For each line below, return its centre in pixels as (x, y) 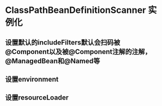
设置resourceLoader (37, 98)
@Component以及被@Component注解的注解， (78, 52)
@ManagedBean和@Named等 (53, 61)
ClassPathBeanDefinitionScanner (76, 10)
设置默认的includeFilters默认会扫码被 (63, 42)
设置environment (32, 79)
